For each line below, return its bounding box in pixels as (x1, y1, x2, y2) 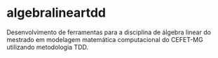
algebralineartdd (6, 5, 107, 21)
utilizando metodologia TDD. (6, 43, 89, 51)
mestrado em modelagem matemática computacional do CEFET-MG (6, 35, 204, 43)
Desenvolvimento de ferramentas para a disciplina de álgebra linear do (6, 28, 212, 36)
